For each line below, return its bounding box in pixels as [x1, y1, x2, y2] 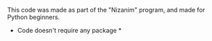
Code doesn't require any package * [17, 27, 122, 34]
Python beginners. [7, 13, 60, 21]
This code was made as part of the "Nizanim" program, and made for [7, 6, 206, 14]
